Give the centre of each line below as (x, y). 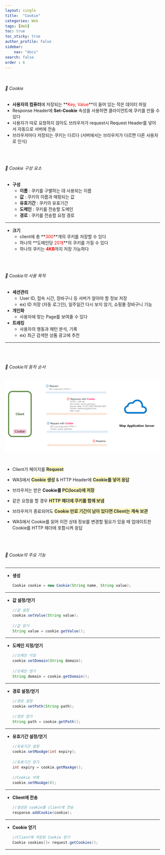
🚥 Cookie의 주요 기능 (25, 555)
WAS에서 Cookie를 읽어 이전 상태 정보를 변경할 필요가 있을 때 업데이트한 (82, 522)
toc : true (15, 31)
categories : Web (22, 21)
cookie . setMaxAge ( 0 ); (34, 783)
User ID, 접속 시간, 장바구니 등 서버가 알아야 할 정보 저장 (73, 298)
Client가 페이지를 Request (38, 469)
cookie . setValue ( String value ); (45, 615)
